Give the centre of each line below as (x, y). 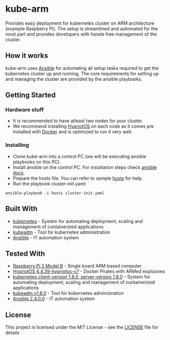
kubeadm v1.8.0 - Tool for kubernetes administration (68, 293)
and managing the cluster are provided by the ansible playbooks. (74, 79)
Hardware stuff (25, 110)
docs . (19, 173)
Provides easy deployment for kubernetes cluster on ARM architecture (80, 23)
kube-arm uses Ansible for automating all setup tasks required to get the (82, 68)
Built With (21, 209)
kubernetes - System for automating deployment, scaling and (78, 221)
